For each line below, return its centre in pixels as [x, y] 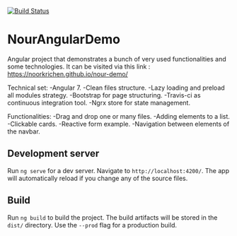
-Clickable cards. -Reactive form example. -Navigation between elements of [118, 124]
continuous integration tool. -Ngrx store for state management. [99, 102]
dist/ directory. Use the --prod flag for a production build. [92, 225]
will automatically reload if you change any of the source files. [98, 178]
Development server [53, 154]
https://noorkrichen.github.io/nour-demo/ [68, 73]
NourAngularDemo [64, 40]
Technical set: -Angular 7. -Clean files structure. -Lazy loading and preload [116, 88]
